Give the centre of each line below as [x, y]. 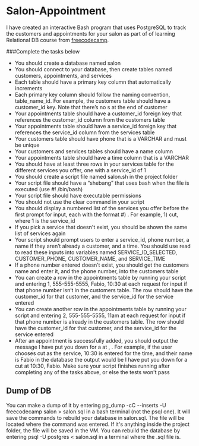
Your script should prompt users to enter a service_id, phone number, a [102, 239]
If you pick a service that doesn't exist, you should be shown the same [101, 227]
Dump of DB [29, 391]
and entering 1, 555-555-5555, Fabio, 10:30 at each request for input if [101, 284]
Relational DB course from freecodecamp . [58, 40]
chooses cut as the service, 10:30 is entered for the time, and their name [104, 353]
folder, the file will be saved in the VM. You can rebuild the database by [93, 430]
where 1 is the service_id [45, 220]
